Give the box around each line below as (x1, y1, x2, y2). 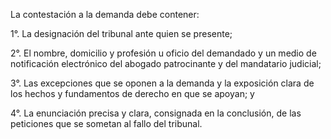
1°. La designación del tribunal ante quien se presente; (10, 28, 233, 39)
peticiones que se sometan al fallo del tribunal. (10, 118, 203, 129)
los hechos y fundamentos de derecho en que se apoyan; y (10, 88, 255, 99)
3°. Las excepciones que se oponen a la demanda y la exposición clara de (10, 77, 315, 89)
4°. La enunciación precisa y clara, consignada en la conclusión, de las (10, 107, 302, 119)
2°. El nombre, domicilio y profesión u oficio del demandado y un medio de (10, 47, 317, 59)
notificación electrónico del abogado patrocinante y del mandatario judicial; (10, 58, 322, 69)
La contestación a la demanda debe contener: (10, 9, 200, 20)
